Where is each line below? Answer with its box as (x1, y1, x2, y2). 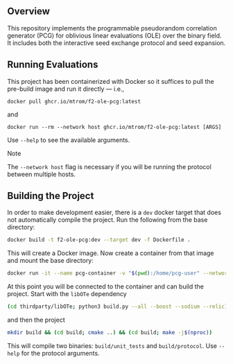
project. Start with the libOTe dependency (7, 290, 127, 298)
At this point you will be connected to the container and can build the (7, 282, 205, 291)
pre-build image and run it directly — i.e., (7, 85, 125, 93)
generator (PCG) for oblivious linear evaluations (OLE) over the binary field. (7, 31, 222, 40)
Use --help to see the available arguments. (7, 135, 130, 144)
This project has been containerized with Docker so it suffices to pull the (7, 77, 214, 85)
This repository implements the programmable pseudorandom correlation (7, 24, 217, 32)
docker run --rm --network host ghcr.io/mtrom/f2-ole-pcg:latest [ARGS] (7, 123, 222, 130)
